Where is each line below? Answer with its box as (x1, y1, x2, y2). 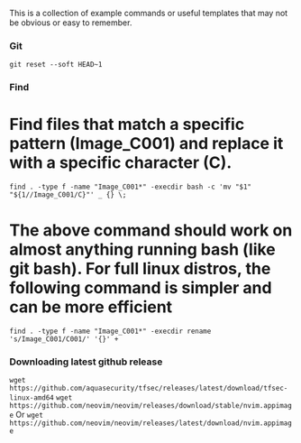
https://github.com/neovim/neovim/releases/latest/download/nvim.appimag (9, 419, 293, 428)
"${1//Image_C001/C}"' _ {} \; (9, 190, 127, 199)
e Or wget (9, 410, 43, 420)
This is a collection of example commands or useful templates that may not (9, 8, 288, 18)
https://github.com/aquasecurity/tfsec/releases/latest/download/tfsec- (9, 383, 288, 393)
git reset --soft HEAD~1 (9, 60, 103, 69)
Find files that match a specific (9, 115, 245, 134)
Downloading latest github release (9, 355, 163, 368)
